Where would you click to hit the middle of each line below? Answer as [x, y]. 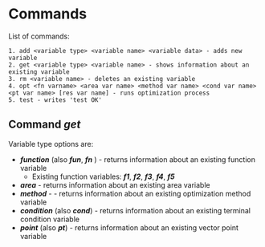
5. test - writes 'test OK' [55, 100]
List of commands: [39, 36]
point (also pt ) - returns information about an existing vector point [129, 227]
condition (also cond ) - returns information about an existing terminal [135, 210]
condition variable [50, 219]
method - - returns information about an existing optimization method [135, 193]
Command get [45, 125]
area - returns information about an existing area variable [115, 184]
